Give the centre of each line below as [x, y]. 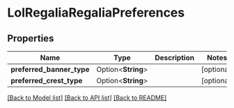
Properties [31, 38]
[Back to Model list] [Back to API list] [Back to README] [87, 98]
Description [174, 58]
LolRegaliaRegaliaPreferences [96, 13]
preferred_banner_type [50, 69]
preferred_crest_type [47, 81]
